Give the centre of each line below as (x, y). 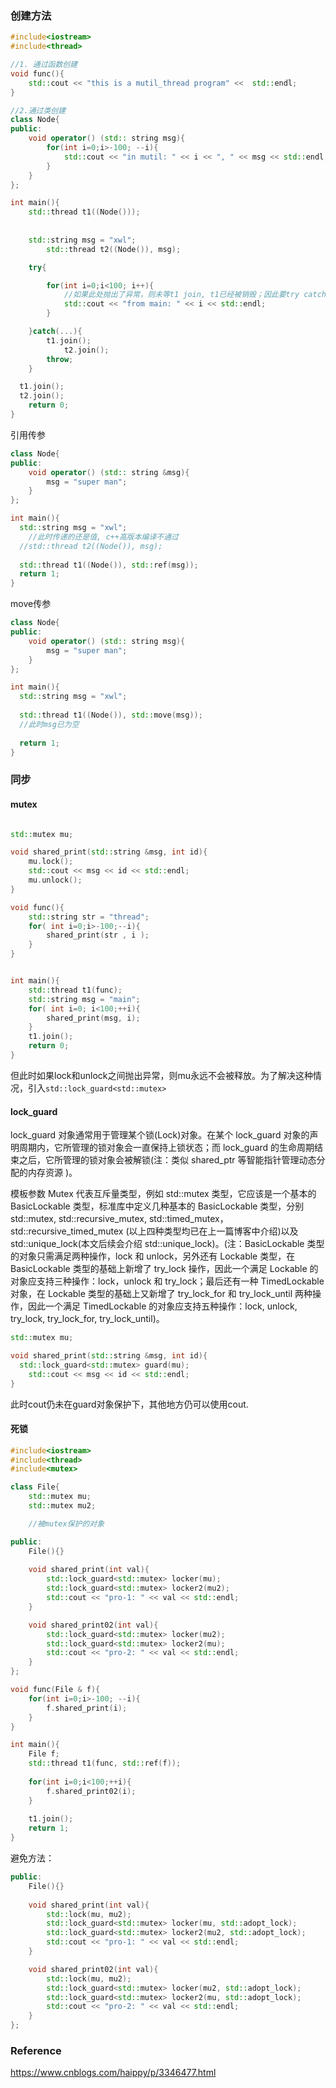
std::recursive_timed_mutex (67, 1231)
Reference (36, 2050)
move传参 (31, 604)
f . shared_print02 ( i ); (91, 1791)
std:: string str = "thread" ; (89, 917)
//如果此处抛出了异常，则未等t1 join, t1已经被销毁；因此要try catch (195, 295)
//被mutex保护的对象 (66, 1523)
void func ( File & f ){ (55, 1690)
